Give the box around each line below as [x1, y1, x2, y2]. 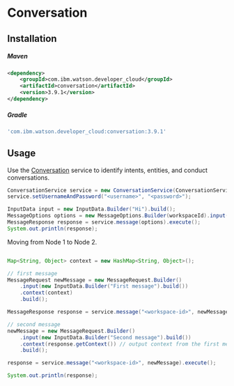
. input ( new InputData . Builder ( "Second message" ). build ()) [19, 334, 192, 341]
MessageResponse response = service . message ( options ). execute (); [7, 219, 201, 226]
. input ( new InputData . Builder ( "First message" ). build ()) [19, 283, 189, 290]
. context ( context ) [19, 289, 73, 297]
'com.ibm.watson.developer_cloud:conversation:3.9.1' [7, 128, 167, 135]
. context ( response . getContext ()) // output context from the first [19, 340, 219, 348]
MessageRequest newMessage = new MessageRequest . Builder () [7, 277, 182, 284]
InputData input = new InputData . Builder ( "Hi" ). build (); [7, 206, 176, 213]
